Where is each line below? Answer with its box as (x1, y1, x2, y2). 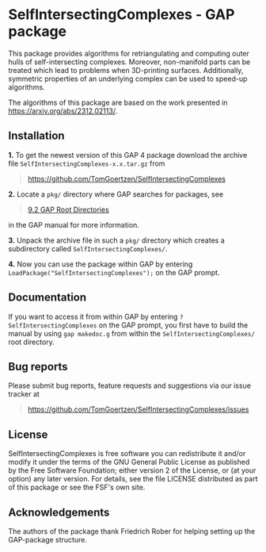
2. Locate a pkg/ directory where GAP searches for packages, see (8, 189, 224, 199)
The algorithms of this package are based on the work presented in (8, 98, 228, 107)
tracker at (8, 389, 40, 399)
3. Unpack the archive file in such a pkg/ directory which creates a (8, 236, 226, 245)
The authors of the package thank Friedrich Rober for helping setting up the (8, 527, 256, 536)
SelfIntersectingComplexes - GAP (8, 6, 235, 24)
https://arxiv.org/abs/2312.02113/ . (8, 105, 118, 116)
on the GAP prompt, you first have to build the (98, 320, 249, 330)
